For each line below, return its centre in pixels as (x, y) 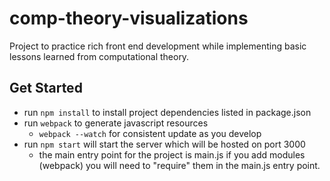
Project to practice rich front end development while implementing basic (158, 46)
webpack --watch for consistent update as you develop (150, 133)
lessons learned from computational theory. (99, 56)
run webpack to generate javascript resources (116, 123)
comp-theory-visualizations (129, 18)
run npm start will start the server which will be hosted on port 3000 (164, 144)
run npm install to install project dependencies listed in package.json (167, 112)
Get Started (46, 88)
